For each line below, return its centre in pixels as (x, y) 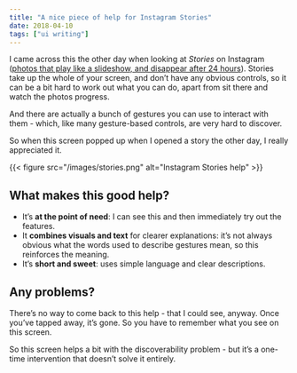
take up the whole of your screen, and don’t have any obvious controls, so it (148, 78)
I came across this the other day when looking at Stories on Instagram (137, 60)
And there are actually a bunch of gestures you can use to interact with (139, 114)
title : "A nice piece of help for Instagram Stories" (111, 17)
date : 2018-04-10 (41, 26)
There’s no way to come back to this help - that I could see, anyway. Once (145, 313)
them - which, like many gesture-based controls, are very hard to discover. (146, 123)
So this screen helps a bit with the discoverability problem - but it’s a (134, 349)
